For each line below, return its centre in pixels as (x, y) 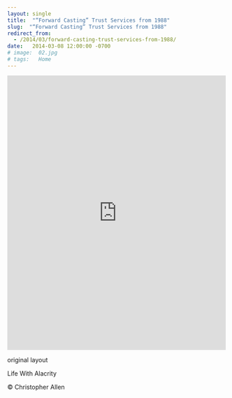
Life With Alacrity (32, 373)
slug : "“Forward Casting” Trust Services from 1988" (87, 27)
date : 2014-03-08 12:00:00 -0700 (59, 46)
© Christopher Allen (36, 387)
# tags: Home (29, 59)
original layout (28, 360)
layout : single (29, 14)
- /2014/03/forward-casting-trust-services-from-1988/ (95, 40)
